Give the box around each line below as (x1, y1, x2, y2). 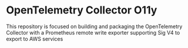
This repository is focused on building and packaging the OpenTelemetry (6, 23, 183, 30)
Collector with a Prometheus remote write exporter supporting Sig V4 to (6, 29, 180, 36)
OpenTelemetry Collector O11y (6, 4, 157, 17)
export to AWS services (6, 35, 63, 42)
